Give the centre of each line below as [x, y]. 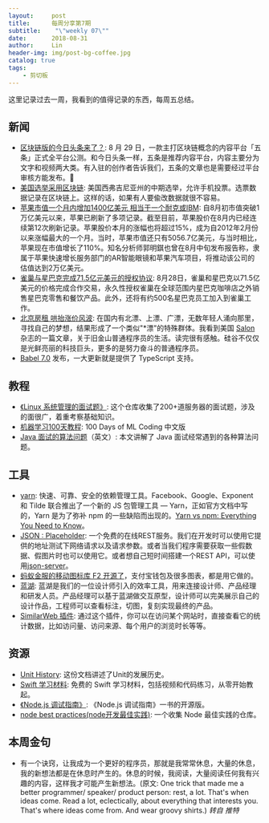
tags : [17, 68]
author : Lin [35, 46]
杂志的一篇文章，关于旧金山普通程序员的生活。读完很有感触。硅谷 [129, 339]
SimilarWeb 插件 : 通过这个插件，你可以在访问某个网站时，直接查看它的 [137, 616]
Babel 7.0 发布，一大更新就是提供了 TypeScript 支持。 [109, 359]
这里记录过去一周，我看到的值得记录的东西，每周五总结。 [103, 99]
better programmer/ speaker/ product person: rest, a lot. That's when [134, 792]
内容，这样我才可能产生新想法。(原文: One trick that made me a [139, 783]
